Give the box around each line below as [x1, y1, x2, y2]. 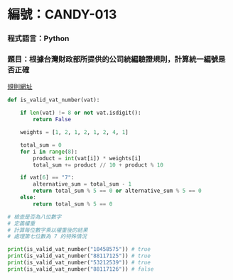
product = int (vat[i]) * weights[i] [33, 155, 141, 162]
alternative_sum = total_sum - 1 [33, 181, 132, 188]
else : [20, 194, 37, 201]
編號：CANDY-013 [7, 6, 117, 23]
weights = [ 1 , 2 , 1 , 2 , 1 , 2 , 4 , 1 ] [20, 129, 129, 136]
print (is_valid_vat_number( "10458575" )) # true [7, 246, 151, 253]
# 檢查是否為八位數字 [7, 213, 62, 220]
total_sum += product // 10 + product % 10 [33, 161, 163, 169]
